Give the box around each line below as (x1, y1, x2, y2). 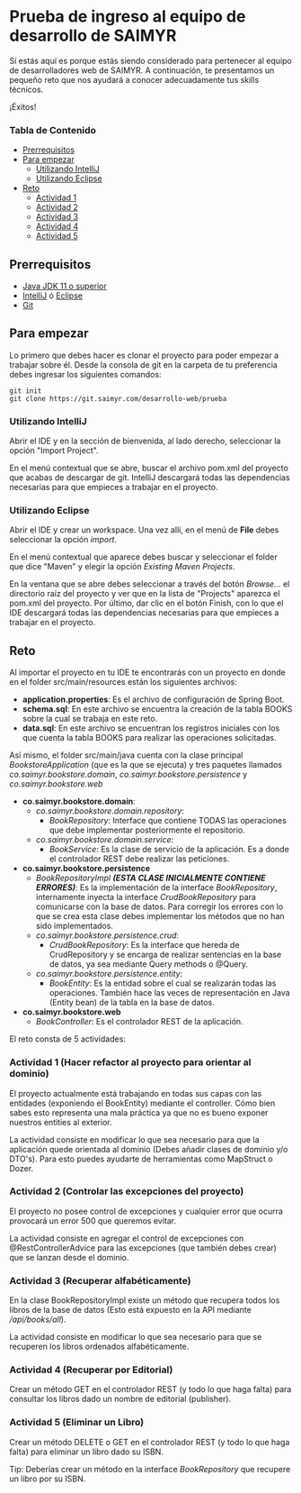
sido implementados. (35, 921, 114, 932)
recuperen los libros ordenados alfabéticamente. (9, 1341, 190, 1352)
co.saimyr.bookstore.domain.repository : (35, 806, 184, 816)
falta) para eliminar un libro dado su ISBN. (9, 1446, 164, 1457)
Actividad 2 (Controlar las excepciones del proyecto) (9, 1185, 244, 1197)
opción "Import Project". (9, 445, 99, 456)
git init (9, 386, 42, 396)
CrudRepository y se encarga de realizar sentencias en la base (49, 949, 282, 960)
